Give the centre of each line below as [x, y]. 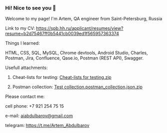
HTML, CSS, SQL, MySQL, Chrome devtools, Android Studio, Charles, [77, 53]
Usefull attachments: [26, 68]
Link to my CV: [20, 28]
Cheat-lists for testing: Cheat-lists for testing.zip [62, 77]
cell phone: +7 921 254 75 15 [35, 106]
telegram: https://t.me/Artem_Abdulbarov [47, 126]
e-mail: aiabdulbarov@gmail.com [39, 116]
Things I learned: [22, 43]
